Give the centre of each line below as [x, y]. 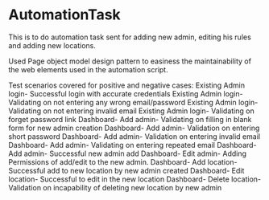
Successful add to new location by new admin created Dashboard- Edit [126, 170]
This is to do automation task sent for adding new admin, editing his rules [130, 37]
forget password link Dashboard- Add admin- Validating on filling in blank [130, 119]
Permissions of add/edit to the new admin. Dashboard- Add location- [123, 161]
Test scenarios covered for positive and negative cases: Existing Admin [127, 85]
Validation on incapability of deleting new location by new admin [115, 187]
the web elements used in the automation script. [88, 69]
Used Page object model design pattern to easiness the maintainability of [130, 61]
